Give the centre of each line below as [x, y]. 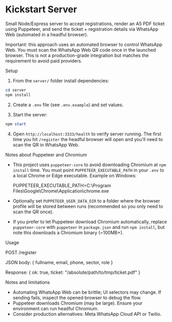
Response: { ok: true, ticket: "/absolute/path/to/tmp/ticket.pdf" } [73, 272]
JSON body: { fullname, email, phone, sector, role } [59, 262]
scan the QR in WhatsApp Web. [46, 145]
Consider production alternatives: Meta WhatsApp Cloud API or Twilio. [87, 314]
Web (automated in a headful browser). [47, 34]
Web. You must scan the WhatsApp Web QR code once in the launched [81, 50]
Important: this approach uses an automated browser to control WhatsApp [84, 44]
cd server [16, 90]
